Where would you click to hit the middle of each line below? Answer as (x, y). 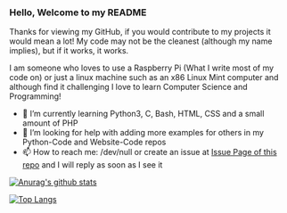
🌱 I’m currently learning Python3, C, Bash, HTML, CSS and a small (143, 114)
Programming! (35, 96)
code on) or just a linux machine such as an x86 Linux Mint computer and (144, 78)
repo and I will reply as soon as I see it (92, 165)
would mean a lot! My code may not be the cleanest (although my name (141, 41)
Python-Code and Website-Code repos (94, 142)
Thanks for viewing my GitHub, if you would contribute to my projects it (140, 32)
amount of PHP (50, 123)
